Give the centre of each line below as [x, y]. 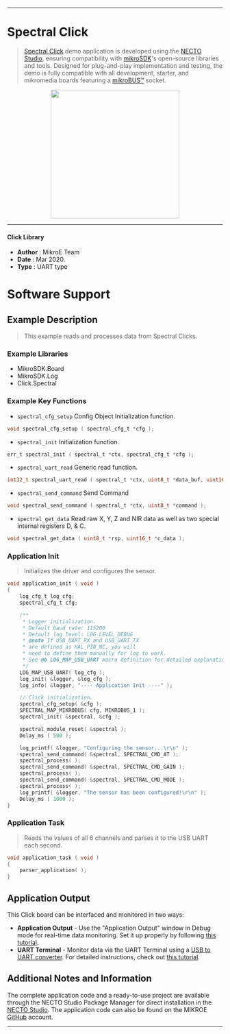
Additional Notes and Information [79, 979]
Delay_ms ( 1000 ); [47, 799]
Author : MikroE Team [48, 252]
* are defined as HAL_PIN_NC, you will [79, 647]
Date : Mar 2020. [41, 260]
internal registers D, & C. [51, 526]
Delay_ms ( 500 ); [46, 735]
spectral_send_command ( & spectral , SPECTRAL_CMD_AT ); [99, 754]
